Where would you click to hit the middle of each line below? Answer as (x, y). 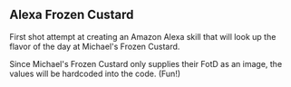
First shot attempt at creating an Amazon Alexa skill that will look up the (143, 36)
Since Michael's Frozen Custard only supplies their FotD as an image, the (146, 63)
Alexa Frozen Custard (72, 15)
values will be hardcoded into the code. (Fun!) (95, 73)
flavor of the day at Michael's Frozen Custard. (95, 46)
